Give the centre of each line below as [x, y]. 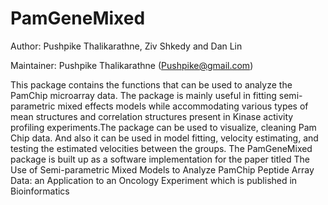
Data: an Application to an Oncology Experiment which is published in [154, 180]
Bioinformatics [40, 191]
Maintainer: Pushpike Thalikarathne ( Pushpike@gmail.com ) [132, 65]
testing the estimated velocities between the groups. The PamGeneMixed [161, 148]
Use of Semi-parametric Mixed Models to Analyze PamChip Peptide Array [162, 169]
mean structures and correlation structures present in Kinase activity [152, 116]
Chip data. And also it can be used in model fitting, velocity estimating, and [164, 138]
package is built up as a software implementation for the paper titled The [160, 159]
